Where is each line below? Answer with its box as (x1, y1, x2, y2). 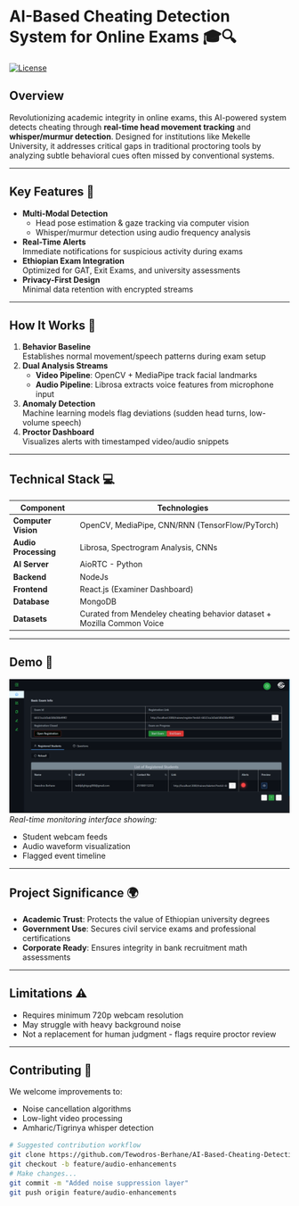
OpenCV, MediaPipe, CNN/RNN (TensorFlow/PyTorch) (79, 520, 279, 531)
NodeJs (79, 571, 109, 582)
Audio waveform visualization (21, 840, 131, 851)
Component (20, 502, 65, 513)
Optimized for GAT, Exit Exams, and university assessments (21, 265, 241, 276)
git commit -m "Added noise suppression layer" (9, 1178, 190, 1187)
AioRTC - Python (79, 559, 143, 570)
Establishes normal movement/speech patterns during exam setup (21, 351, 267, 362)
